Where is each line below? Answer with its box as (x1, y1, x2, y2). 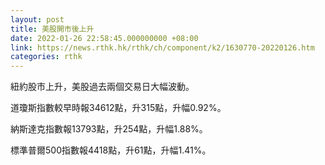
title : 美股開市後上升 (10, 24, 95, 34)
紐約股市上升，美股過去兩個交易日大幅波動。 (10, 81, 195, 93)
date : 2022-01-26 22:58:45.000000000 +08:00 (10, 33, 199, 43)
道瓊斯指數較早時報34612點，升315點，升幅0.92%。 (10, 102, 227, 114)
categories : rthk (10, 52, 83, 62)
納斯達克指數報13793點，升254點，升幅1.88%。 (10, 123, 208, 135)
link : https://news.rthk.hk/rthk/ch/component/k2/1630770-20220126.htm (10, 42, 315, 53)
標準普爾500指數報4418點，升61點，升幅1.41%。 (10, 144, 212, 156)
